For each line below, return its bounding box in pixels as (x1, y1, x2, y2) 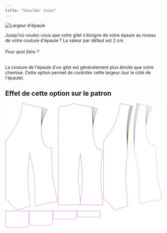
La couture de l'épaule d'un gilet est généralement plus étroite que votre (5, 64, 154, 70)
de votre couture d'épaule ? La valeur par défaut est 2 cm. (5, 37, 125, 43)
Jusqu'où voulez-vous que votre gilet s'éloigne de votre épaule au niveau (5, 32, 156, 38)
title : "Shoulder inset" (5, 8, 57, 13)
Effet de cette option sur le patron (5, 89, 112, 98)
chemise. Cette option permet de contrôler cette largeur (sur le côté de (5, 69, 151, 75)
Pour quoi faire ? (5, 49, 39, 55)
